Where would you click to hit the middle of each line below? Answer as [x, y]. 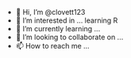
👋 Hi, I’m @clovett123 [50, 12]
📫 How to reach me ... [52, 46]
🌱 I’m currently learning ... [58, 29]
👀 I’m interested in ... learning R [67, 20]
